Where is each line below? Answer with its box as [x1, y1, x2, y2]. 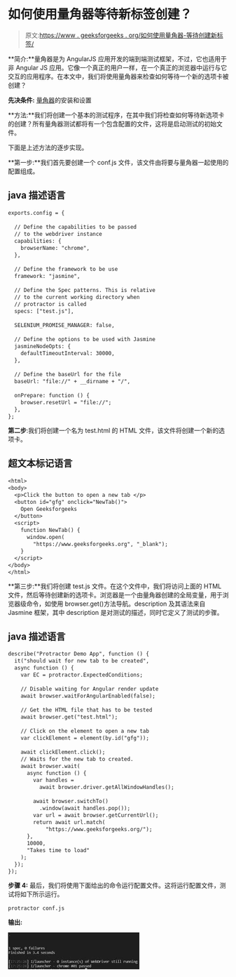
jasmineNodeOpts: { [14, 343, 71, 350]
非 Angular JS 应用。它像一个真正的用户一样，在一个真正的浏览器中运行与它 [8, 63, 228, 72]
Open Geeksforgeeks [20, 505, 78, 512]
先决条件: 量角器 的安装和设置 [8, 95, 92, 104]
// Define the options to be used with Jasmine [14, 335, 156, 343]
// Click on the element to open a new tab [20, 728, 150, 735]
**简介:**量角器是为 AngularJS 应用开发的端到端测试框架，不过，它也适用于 [8, 54, 227, 63]
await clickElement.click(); [20, 749, 106, 756]
